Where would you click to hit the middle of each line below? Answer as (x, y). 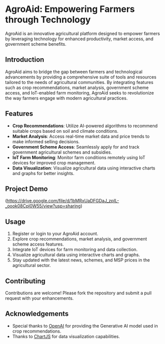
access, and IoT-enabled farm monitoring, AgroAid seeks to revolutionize (80, 92)
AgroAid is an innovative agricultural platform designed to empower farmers (82, 33)
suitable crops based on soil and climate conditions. (65, 131)
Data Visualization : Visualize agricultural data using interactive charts (84, 168)
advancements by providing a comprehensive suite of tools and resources (81, 77)
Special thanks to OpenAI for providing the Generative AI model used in (85, 326)
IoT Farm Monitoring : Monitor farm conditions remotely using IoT (79, 157)
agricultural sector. (31, 265)
